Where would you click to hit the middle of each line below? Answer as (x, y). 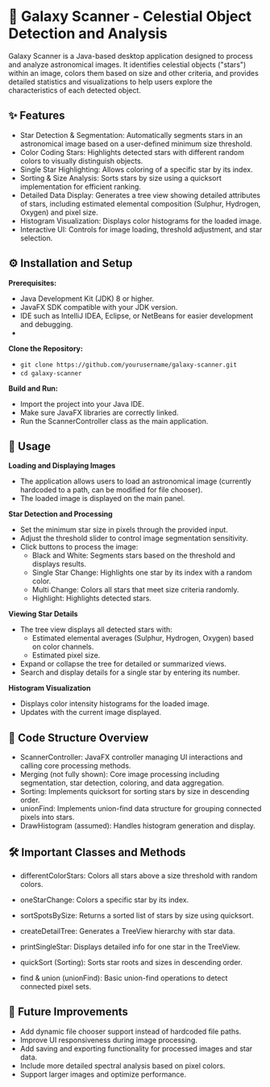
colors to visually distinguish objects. (81, 161)
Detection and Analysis (88, 33)
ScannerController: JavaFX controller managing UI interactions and (131, 757)
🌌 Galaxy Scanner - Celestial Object (130, 17)
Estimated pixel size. (66, 655)
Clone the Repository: (46, 348)
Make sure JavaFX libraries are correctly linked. (99, 412)
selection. (36, 238)
